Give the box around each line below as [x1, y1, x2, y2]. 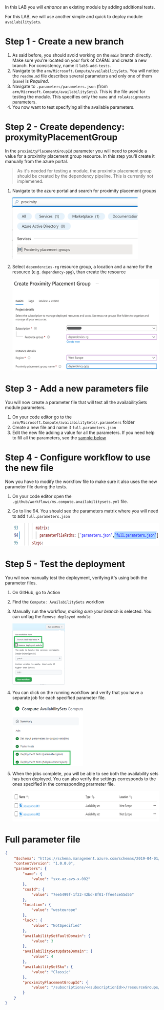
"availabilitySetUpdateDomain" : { [22, 949, 93, 954]
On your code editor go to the [12, 414, 72, 420]
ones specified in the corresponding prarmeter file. [12, 781, 115, 787]
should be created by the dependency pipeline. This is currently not [17, 173, 154, 179]
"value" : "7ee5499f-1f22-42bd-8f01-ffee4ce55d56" [31, 892, 134, 897]
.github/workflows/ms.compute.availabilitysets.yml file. [12, 498, 128, 504]
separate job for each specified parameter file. [12, 695, 106, 700]
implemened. [17, 178, 44, 184]
